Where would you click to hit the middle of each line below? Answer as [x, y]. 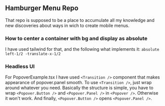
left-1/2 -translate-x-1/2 [33, 54]
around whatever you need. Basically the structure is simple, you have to [79, 88]
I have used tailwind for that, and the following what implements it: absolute [82, 49]
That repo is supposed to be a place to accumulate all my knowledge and [80, 20]
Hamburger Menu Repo [42, 8]
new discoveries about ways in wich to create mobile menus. [67, 25]
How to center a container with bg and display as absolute [76, 38]
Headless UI [20, 67]
